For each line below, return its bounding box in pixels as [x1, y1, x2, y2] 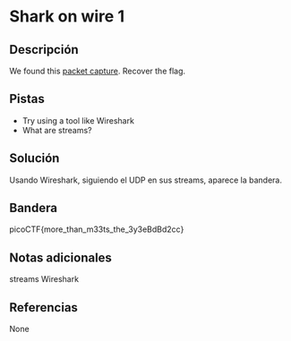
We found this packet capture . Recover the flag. [9, 65, 186, 76]
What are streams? [21, 124, 92, 135]
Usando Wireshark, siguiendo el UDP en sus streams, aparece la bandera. [9, 175, 282, 185]
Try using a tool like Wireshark [21, 115, 134, 126]
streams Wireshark [9, 274, 79, 285]
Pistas [9, 91, 45, 107]
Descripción [9, 42, 79, 57]
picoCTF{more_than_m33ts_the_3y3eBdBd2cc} [9, 224, 184, 234]
